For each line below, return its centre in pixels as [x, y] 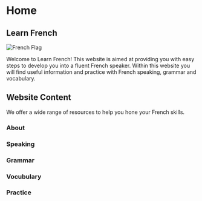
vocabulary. [21, 78]
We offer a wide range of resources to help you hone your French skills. [96, 112]
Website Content [39, 97]
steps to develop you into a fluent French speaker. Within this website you [98, 65]
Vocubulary [24, 176]
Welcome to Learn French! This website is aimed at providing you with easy [100, 59]
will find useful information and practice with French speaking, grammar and [101, 72]
